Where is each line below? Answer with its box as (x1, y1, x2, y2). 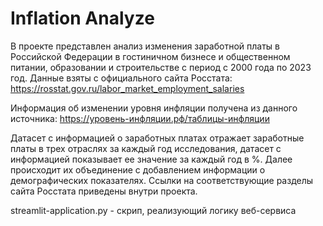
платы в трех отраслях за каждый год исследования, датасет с (10, 142, 282, 154)
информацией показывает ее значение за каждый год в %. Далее (10, 153, 293, 165)
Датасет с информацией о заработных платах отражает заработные (10, 132, 305, 144)
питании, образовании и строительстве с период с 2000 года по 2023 (10, 61, 312, 73)
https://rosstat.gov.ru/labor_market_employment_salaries (10, 82, 245, 94)
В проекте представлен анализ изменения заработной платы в (10, 40, 280, 52)
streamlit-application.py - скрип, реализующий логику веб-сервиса (10, 204, 297, 216)
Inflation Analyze (10, 7, 155, 30)
